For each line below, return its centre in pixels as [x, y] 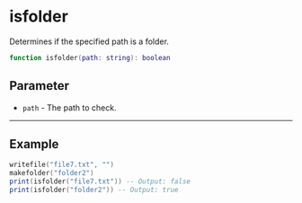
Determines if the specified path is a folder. [89, 41]
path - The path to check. [69, 107]
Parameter [40, 86]
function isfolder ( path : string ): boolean [90, 57]
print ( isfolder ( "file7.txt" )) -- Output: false [100, 181]
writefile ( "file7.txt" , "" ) [62, 165]
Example [34, 144]
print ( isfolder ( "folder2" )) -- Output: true [94, 190]
